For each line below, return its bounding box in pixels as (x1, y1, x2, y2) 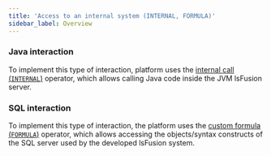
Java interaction (8, 46, 75, 58)
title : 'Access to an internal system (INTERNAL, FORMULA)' (8, 11, 217, 20)
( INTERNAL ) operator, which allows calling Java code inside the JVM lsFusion (8, 73, 262, 83)
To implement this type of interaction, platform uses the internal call (8, 64, 234, 74)
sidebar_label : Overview (8, 19, 92, 28)
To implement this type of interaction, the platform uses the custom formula (8, 121, 261, 131)
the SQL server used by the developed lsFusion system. (8, 138, 195, 148)
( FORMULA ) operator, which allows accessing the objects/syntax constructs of (8, 129, 264, 139)
